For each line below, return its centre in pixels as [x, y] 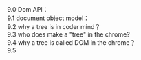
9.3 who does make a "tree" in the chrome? [69, 34]
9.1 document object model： [48, 18]
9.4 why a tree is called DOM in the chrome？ [72, 42]
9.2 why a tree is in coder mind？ [54, 27]
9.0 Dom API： [28, 9]
